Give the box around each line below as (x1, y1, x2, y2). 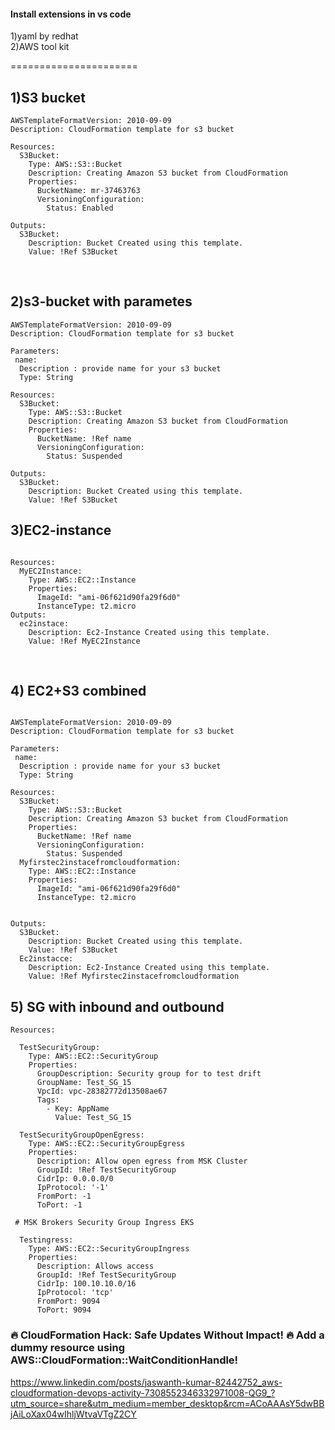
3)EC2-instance (10, 522, 112, 539)
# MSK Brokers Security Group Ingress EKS (14, 1218, 195, 1228)
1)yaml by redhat (10, 30, 79, 42)
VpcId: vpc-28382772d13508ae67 (36, 1086, 168, 1097)
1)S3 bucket (10, 89, 86, 106)
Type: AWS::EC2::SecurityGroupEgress (28, 1139, 186, 1149)
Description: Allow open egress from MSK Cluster (36, 1156, 248, 1167)
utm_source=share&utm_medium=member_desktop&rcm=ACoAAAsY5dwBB (10, 1397, 325, 1409)
